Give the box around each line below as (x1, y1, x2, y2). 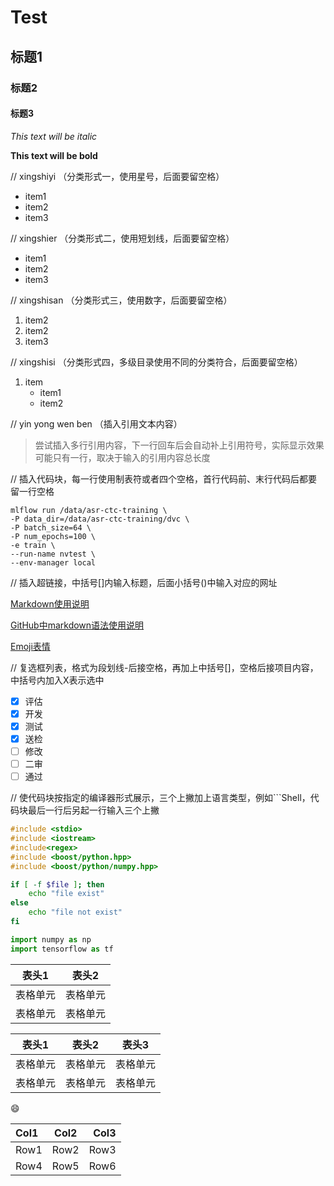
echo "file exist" (28, 889, 105, 899)
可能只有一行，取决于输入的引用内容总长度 (34, 451, 211, 463)
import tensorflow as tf (10, 944, 114, 954)
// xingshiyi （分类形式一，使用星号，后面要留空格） (10, 170, 225, 182)
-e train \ (10, 540, 56, 550)
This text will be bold (10, 149, 98, 161)
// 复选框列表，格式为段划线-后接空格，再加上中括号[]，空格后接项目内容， (10, 661, 319, 673)
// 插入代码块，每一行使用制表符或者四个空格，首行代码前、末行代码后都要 (10, 472, 318, 485)
